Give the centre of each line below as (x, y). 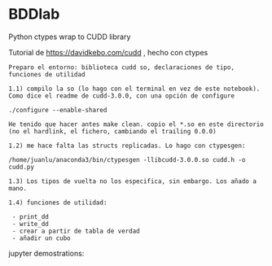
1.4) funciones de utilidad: (58, 203)
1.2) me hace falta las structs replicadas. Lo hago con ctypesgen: (127, 146)
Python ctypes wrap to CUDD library (70, 37)
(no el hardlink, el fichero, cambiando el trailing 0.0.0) (113, 131)
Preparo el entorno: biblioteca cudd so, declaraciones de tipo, (121, 67)
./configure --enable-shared (58, 110)
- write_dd (30, 224)
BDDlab (34, 14)
